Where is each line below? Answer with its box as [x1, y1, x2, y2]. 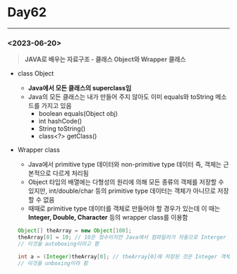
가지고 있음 [41, 102, 72, 110]
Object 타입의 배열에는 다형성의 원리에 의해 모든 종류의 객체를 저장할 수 [28, 178, 224, 186]
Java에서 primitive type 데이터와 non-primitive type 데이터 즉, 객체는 [28, 160, 222, 169]
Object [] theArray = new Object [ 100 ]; [17, 227, 132, 234]
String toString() [38, 124, 86, 133]
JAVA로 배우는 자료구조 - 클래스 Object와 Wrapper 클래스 [24, 55, 186, 64]
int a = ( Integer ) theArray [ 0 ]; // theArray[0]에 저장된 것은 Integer [17, 253, 218, 260]
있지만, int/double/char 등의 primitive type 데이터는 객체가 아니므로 [28, 186, 217, 195]
